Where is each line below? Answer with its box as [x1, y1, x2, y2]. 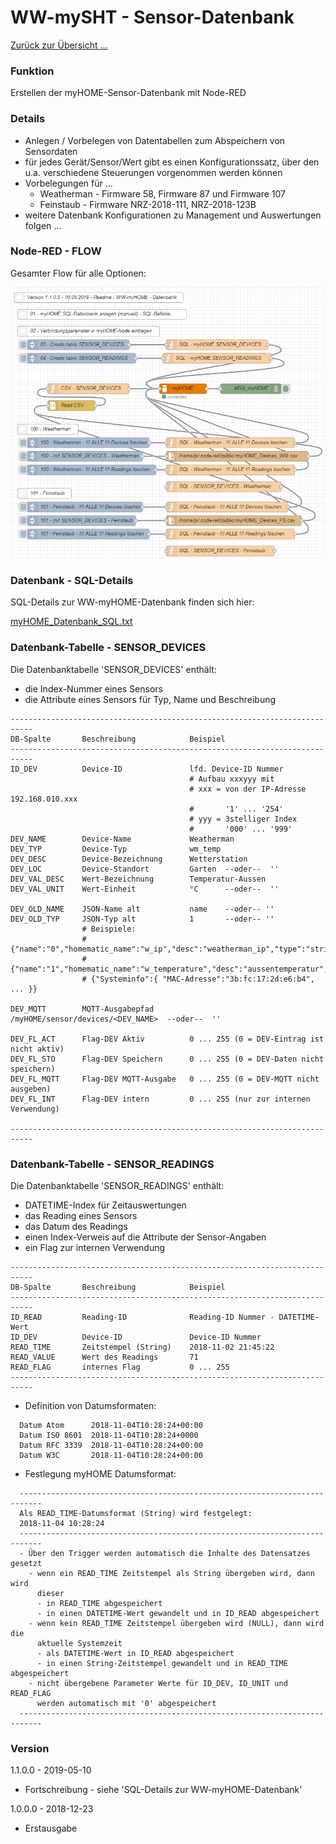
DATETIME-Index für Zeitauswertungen [24, 1199, 187, 1211]
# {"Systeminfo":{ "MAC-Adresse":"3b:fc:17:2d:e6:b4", [81, 974, 315, 984]
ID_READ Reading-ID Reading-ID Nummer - [10, 1312, 275, 1322]
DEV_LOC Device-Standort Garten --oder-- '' [10, 864, 280, 874]
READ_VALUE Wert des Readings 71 [10, 1352, 199, 1362]
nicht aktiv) [10, 1044, 65, 1054]
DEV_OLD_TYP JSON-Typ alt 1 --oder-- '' [10, 914, 275, 924]
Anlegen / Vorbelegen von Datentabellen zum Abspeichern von [24, 134, 286, 146]
